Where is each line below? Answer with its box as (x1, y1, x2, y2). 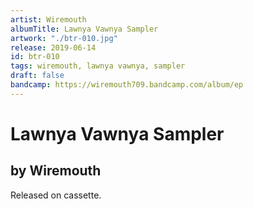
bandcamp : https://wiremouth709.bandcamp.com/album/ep (10, 80, 244, 90)
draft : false (10, 71, 65, 81)
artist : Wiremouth (10, 14, 87, 25)
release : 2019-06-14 (10, 42, 97, 53)
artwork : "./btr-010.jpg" (10, 33, 118, 43)
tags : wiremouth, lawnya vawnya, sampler (10, 61, 186, 71)
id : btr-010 (10, 52, 60, 62)
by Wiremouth (10, 162, 102, 180)
